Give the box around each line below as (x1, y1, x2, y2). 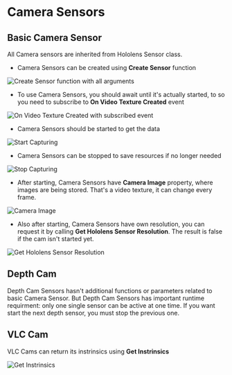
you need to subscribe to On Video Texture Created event (17, 98, 185, 106)
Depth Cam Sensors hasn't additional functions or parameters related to (7, 286, 213, 295)
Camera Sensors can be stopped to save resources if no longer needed (17, 152, 222, 159)
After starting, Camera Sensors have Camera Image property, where (17, 178, 213, 186)
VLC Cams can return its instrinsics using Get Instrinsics (7, 347, 170, 356)
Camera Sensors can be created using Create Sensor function (17, 64, 196, 71)
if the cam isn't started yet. (17, 235, 95, 243)
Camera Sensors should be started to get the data (17, 125, 161, 132)
